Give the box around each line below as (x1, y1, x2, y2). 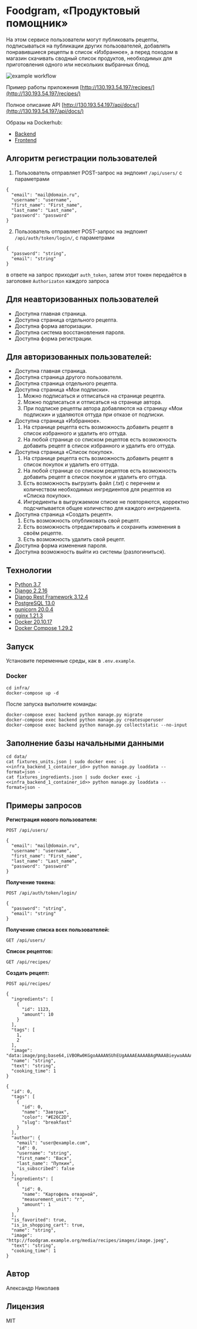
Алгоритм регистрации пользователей (6, 154, 157, 164)
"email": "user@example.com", (16, 1140, 91, 1146)
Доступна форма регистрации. (14, 335, 93, 342)
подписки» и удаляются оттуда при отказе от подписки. (23, 411, 165, 418)
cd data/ (6, 754, 28, 760)
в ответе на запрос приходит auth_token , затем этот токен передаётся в (6, 271, 187, 278)
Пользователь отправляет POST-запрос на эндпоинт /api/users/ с (14, 169, 183, 176)
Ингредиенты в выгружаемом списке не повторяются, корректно (23, 498, 189, 505)
